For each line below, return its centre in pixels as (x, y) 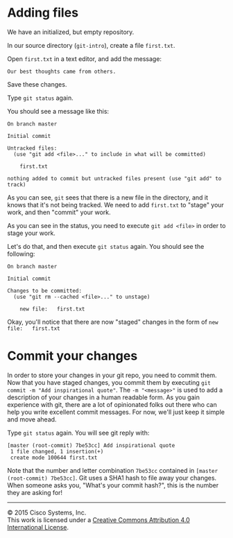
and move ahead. (32, 419)
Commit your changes (72, 356)
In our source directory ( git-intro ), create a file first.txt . (91, 45)
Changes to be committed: (44, 290)
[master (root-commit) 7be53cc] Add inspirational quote (91, 445)
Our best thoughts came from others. (62, 71)
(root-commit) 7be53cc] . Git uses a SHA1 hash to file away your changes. (112, 478)
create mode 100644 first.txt (54, 458)
